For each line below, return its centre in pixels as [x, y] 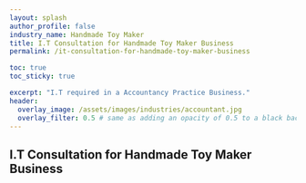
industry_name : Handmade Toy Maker [77, 34]
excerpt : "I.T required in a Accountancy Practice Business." [130, 92]
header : [24, 101]
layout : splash [38, 18]
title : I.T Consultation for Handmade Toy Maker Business [122, 43]
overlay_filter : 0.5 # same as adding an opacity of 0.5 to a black [150, 118]
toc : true [28, 68]
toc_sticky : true [42, 77]
